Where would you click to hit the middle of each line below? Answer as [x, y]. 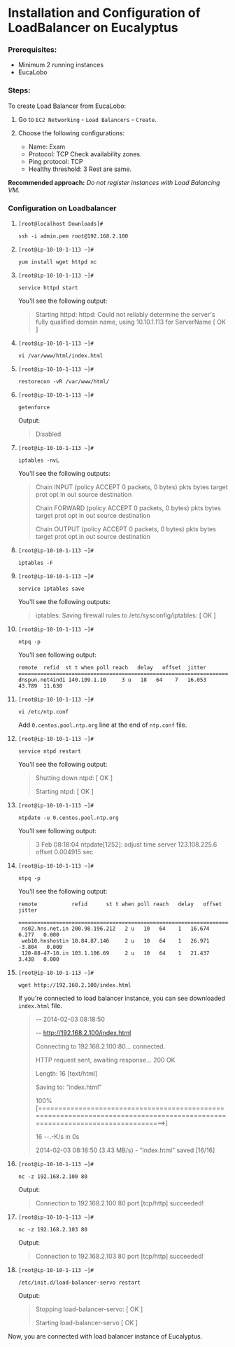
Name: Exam [47, 146]
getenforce [34, 408]
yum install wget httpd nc [57, 262]
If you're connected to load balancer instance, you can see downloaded [122, 998]
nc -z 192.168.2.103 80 [53, 1230]
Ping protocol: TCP [56, 161]
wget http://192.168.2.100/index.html [74, 985]
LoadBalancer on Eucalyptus [93, 28]
